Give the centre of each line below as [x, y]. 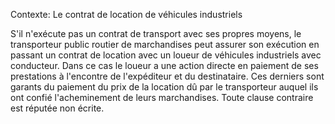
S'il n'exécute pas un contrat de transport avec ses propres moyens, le [156, 33]
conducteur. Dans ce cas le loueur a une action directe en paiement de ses [164, 65]
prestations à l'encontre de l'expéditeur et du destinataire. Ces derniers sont [167, 76]
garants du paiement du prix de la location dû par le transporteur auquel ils [164, 87]
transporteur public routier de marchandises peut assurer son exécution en [165, 44]
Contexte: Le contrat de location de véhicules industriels [126, 14]
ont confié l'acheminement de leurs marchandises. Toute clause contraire [162, 97]
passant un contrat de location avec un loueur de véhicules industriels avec [166, 55]
